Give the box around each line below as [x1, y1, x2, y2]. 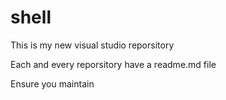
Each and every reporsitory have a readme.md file [10, 58, 217, 70]
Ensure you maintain [10, 77, 95, 90]
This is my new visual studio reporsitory [10, 39, 175, 51]
